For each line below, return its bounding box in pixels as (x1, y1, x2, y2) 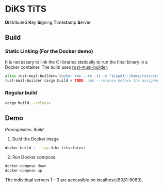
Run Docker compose (12, 154, 56, 160)
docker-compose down (5, 164, 47, 169)
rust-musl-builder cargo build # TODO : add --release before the (5, 78, 140, 83)
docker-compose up (5, 168, 42, 173)
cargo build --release (5, 100, 51, 105)
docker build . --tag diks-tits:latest (5, 145, 86, 151)
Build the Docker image (12, 136, 59, 142)
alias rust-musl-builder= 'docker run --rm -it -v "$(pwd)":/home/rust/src (5, 74, 160, 78)
